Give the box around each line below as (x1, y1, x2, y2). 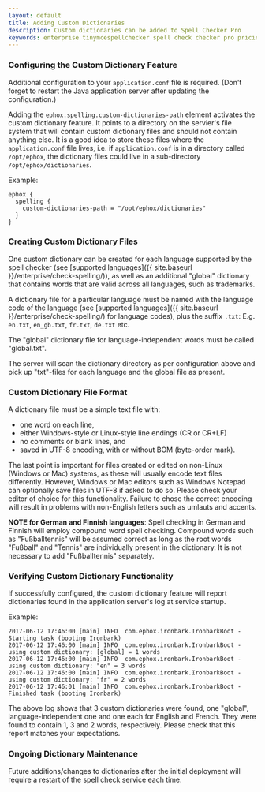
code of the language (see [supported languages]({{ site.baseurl (8, 303, 218, 312)
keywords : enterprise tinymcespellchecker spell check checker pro (8, 33, 235, 42)
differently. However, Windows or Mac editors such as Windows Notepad (8, 477, 246, 487)
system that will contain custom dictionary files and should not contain (8, 126, 237, 136)
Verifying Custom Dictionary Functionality (8, 571, 174, 582)
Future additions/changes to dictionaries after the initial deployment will (8, 766, 241, 775)
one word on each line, (19, 420, 95, 430)
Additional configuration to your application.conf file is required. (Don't (8, 77, 242, 87)
